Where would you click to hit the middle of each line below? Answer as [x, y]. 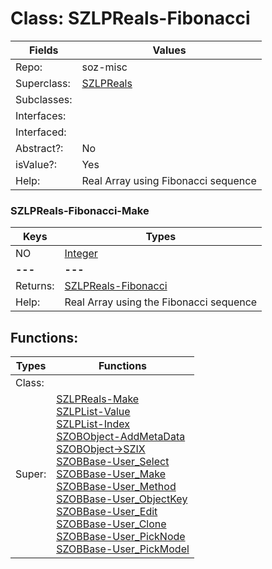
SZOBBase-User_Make [111, 474]
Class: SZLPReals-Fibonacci [130, 18]
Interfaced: [41, 132]
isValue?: [36, 164]
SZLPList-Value [93, 412]
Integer [81, 254]
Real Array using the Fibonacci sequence [161, 302]
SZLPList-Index [93, 424]
